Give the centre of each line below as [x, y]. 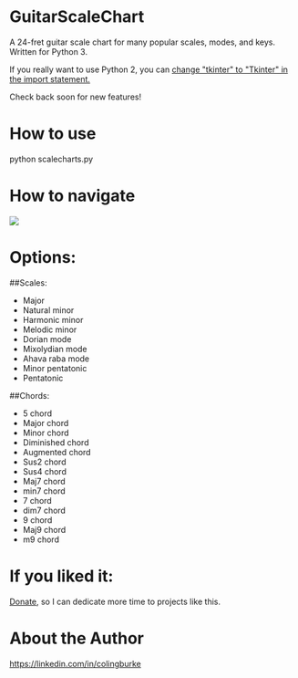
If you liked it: [62, 576]
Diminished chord [56, 442]
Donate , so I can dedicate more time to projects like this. [115, 601]
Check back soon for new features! [76, 97]
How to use [53, 134]
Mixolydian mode [55, 349]
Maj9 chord [44, 529]
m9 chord [41, 539]
